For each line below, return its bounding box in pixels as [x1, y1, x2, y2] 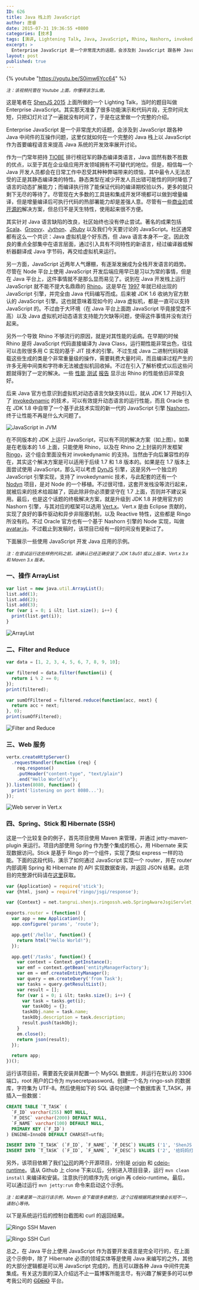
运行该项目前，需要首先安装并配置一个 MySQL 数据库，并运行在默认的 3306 [6, 1070, 192, 1077]
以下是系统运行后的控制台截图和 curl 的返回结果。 [6, 1212, 128, 1219]
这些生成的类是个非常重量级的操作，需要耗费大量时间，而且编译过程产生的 [11, 355, 193, 362]
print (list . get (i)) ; [11, 613, 62, 619]
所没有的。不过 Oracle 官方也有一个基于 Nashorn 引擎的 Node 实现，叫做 [6, 517, 185, 524]
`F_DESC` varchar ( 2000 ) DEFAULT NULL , [11, 1115, 108, 1121]
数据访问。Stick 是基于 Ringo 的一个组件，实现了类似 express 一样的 [11, 849, 179, 856]
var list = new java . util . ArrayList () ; [6, 586, 105, 592]
